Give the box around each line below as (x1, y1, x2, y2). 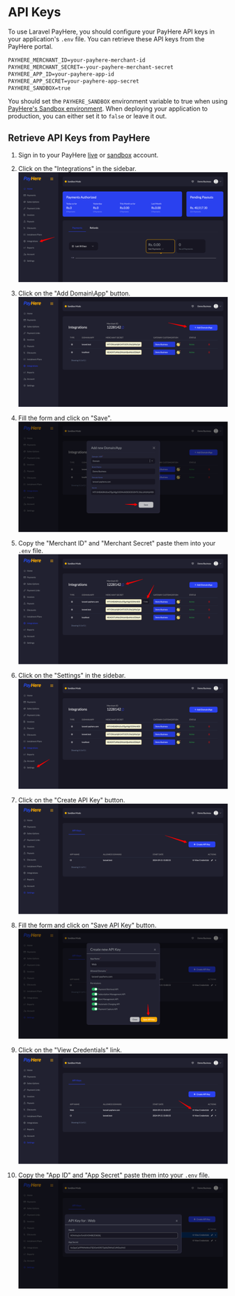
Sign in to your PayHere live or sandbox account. (17, 151, 159, 159)
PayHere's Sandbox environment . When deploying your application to (8, 104, 208, 113)
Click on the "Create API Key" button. (17, 796, 126, 804)
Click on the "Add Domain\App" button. (17, 289, 131, 298)
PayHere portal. (8, 42, 53, 50)
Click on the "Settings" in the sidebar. (17, 671, 126, 680)
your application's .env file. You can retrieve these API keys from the (8, 34, 205, 43)
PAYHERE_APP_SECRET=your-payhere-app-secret (8, 78, 139, 85)
